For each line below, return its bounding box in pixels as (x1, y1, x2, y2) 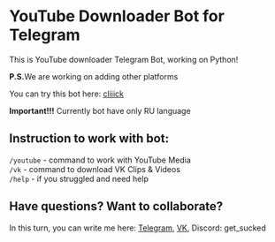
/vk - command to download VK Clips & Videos (9, 163, 181, 174)
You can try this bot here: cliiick (9, 88, 125, 99)
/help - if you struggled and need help (9, 173, 149, 184)
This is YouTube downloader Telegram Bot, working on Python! (9, 54, 239, 64)
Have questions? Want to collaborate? (9, 199, 224, 214)
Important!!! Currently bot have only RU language (9, 105, 192, 116)
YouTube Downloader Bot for (9, 6, 225, 26)
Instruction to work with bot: (9, 131, 170, 147)
